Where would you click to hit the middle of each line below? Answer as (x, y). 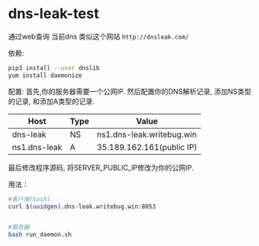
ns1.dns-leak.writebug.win (147, 134)
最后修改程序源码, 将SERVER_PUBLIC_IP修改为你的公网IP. (101, 167)
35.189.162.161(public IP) (147, 147)
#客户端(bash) (29, 199)
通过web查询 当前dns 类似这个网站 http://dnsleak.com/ (99, 36)
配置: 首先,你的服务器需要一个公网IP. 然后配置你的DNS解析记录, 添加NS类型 (130, 91)
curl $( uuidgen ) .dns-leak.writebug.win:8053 (82, 206)
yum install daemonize (45, 75)
